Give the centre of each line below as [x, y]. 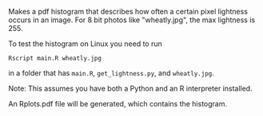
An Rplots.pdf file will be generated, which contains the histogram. [118, 104]
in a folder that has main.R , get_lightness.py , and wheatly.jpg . [111, 73]
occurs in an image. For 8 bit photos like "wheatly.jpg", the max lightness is [132, 20]
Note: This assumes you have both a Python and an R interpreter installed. [131, 88]
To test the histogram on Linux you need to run [85, 44]
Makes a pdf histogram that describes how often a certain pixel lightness [128, 12]
